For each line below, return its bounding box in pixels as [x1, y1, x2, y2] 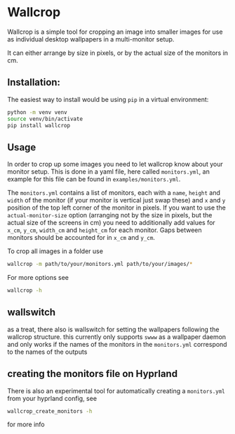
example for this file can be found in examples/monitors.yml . [7, 175, 181, 184]
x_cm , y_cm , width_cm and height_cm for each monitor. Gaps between [7, 226, 202, 234]
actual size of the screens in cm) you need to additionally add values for [7, 219, 215, 227]
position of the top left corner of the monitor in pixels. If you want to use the [7, 203, 226, 212]
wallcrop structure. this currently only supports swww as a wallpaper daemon [7, 332, 227, 341]
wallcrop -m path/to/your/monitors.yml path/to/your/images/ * [7, 261, 193, 268]
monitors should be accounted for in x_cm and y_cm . [7, 234, 156, 242]
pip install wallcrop [7, 122, 71, 129]
